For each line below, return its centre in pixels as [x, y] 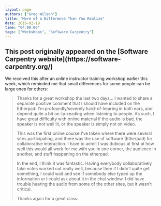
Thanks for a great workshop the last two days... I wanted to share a [85, 98]
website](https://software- [80, 59]
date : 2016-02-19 [22, 23]
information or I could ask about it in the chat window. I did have [80, 179]
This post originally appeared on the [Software [77, 52]
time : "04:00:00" [22, 28]
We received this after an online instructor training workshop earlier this [76, 79]
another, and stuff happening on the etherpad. [63, 154]
